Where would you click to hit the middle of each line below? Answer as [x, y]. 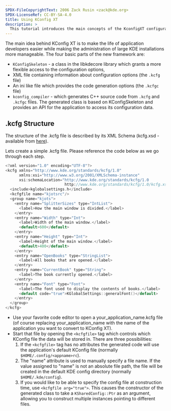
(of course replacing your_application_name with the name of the [81, 323]
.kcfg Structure [30, 124]
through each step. [25, 156]
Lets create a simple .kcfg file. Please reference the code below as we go [82, 151]
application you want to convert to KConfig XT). [63, 328]
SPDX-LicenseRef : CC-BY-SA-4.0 [38, 15]
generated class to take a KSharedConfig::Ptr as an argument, [85, 393]
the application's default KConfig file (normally [69, 350]
